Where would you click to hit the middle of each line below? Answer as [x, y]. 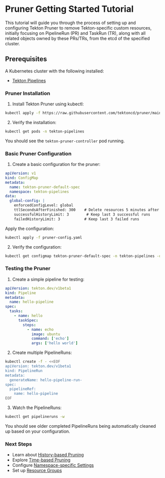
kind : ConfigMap [22, 178]
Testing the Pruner [28, 268]
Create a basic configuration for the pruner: [56, 164]
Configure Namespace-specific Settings [53, 465]
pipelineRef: [23, 389]
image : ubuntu [46, 334]
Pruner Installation [28, 93]
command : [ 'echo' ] [50, 339]
